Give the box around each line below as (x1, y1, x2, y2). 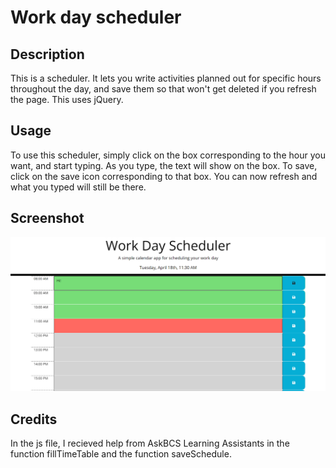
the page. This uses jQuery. (10, 94, 124, 105)
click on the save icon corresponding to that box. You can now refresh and (10, 170, 318, 182)
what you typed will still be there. (10, 181, 147, 193)
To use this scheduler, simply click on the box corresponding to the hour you (10, 149, 326, 161)
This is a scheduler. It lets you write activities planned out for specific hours (10, 72, 322, 84)
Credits (10, 411, 58, 428)
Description (10, 46, 85, 63)
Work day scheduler (10, 6, 182, 29)
